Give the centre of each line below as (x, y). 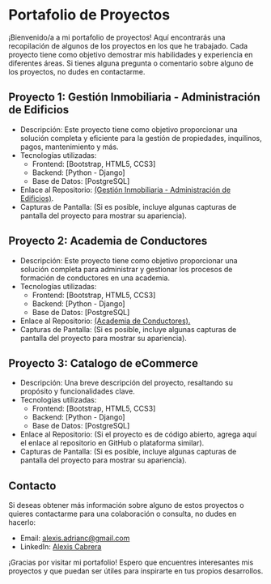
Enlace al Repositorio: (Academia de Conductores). (105, 321)
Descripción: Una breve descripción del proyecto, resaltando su (126, 383)
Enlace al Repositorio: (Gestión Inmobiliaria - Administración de (125, 190)
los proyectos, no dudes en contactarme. (77, 71)
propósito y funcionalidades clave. (77, 391)
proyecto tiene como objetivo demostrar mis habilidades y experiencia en (131, 54)
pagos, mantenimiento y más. (69, 147)
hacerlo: (22, 522)
